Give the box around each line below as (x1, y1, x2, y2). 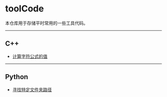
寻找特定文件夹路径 (12, 87, 52, 93)
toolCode (5, 3, 44, 14)
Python (5, 73, 28, 81)
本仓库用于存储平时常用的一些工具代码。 (5, 20, 88, 26)
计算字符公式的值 (12, 53, 48, 59)
